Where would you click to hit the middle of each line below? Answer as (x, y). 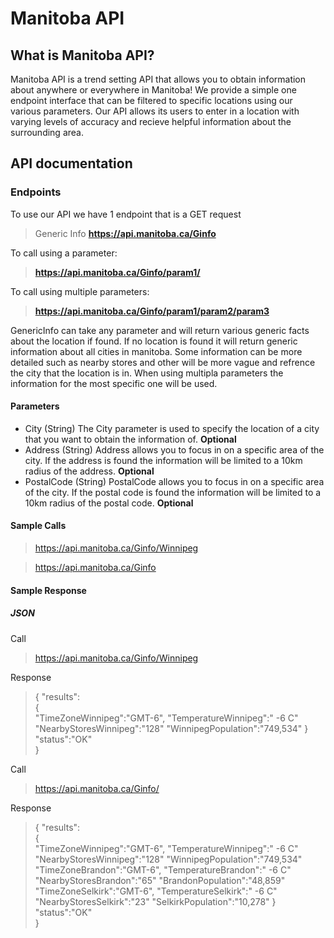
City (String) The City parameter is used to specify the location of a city (172, 428)
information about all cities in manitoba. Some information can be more (156, 351)
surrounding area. (47, 132)
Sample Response (48, 590)
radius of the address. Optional (89, 471)
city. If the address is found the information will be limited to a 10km (163, 460)
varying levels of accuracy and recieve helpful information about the (151, 121)
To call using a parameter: (64, 253)
